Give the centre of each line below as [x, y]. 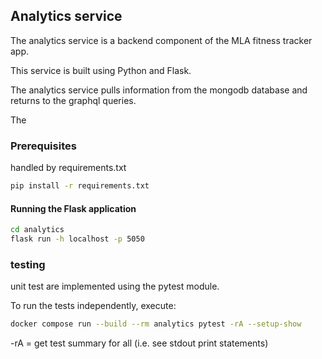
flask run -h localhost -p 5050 [77, 239]
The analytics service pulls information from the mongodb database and [159, 90]
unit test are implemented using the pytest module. [115, 286]
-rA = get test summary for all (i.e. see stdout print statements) [139, 343]
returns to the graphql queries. [73, 100]
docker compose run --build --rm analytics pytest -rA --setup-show [156, 324]
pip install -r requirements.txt [80, 186]
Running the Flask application [73, 208]
